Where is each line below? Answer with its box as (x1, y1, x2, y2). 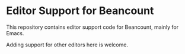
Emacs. (6, 29, 24, 36)
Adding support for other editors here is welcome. (6, 41, 129, 48)
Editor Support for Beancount (6, 4, 154, 18)
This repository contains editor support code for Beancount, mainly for (6, 23, 179, 31)
